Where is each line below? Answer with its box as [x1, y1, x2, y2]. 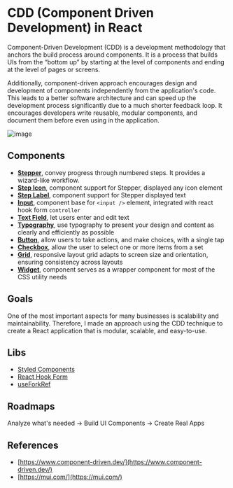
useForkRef [17, 380, 51, 389]
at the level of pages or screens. [7, 65, 100, 74]
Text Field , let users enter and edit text [17, 213, 129, 221]
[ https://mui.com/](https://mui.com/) [17, 473, 122, 481]
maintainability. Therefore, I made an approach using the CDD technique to [7, 319, 223, 327]
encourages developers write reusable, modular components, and [7, 109, 198, 117]
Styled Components [17, 365, 76, 374]
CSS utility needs [17, 272, 68, 281]
